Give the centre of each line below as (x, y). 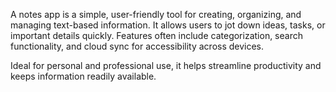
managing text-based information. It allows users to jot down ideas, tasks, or (168, 25)
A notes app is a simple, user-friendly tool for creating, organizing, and (156, 14)
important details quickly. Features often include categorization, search (156, 35)
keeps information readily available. (83, 76)
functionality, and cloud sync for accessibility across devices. (137, 46)
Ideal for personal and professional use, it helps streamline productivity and (166, 65)
